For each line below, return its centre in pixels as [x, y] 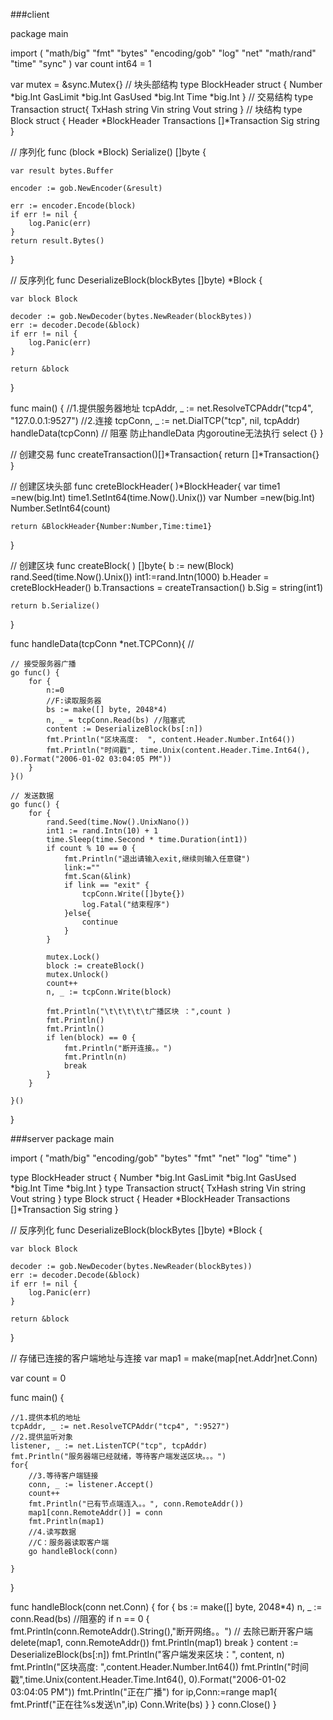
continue [99, 922]
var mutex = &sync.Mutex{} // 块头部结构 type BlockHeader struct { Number [166, 84]
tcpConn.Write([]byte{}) [133, 894]
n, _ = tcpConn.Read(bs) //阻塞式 [116, 720]
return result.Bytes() [57, 241]
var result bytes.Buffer [62, 171]
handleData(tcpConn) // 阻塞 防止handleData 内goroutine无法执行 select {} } [167, 433]
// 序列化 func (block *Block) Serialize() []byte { [108, 152]
